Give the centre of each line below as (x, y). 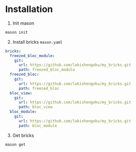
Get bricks (23, 135)
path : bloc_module (38, 126)
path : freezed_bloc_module (47, 70)
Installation (29, 9)
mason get (16, 144)
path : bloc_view (35, 107)
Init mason (23, 23)
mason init (17, 32)
